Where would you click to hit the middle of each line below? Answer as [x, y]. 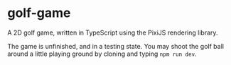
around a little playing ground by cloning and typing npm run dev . [102, 54]
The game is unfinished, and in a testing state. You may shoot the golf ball [116, 46]
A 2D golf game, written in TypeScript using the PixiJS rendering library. [113, 32]
